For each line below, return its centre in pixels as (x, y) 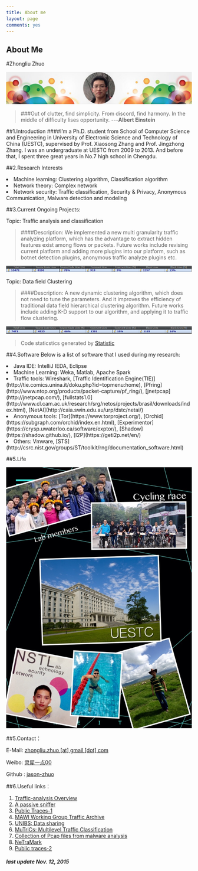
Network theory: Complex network (56, 185)
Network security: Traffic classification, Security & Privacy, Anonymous (100, 191)
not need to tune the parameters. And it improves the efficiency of (101, 299)
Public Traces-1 (34, 810)
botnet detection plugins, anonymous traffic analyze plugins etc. (99, 257)
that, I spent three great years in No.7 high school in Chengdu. (82, 156)
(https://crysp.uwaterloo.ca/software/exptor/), (62, 429)
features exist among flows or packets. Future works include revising (104, 244)
